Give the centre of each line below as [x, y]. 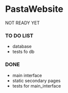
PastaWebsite [34, 9]
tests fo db [23, 52]
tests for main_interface [36, 86]
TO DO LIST [19, 36]
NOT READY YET [22, 23]
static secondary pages [36, 81]
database [22, 46]
